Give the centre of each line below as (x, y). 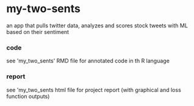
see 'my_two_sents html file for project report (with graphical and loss (94, 90)
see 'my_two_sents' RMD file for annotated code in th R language (88, 61)
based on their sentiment (38, 31)
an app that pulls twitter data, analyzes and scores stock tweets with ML (97, 25)
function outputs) (28, 96)
